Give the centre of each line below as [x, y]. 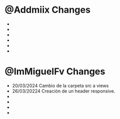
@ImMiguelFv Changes [55, 71]
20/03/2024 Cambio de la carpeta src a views [60, 85]
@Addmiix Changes [48, 10]
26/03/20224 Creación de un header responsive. [64, 91]
